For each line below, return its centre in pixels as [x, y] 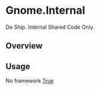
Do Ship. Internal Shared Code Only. [50, 27]
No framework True [30, 81]
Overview [24, 46]
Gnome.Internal [46, 10]
